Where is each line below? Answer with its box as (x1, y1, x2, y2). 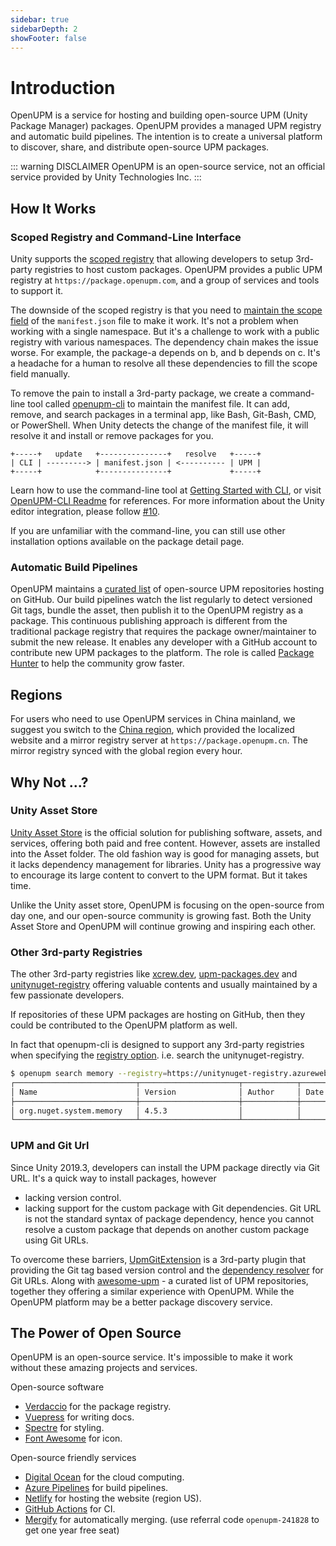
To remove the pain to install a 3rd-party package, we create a (10, 387, 268, 399)
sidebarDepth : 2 (10, 24, 78, 34)
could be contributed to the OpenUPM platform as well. (10, 1019, 238, 1031)
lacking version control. (24, 1191, 122, 1203)
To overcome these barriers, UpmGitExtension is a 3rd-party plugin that (10, 1253, 307, 1265)
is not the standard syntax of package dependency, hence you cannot (24, 1212, 314, 1225)
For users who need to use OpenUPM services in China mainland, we (10, 713, 296, 725)
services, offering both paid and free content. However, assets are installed (10, 837, 321, 849)
